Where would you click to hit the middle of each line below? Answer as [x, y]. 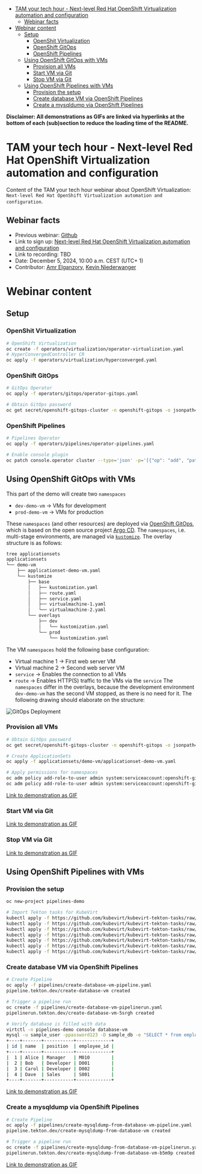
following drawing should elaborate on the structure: [80, 700]
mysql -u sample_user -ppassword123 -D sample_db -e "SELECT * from [94, 1035]
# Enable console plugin [37, 455]
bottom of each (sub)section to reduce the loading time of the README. [97, 123]
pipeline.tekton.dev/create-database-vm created [68, 991]
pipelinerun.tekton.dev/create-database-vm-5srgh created [80, 1013]
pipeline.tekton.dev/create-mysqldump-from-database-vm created [88, 1131]
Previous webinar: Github [46, 235]
